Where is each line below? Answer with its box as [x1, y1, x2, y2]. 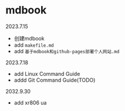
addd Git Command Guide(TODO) [13, 77, 96, 84]
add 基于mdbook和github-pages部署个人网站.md [13, 47, 120, 54]
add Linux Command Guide [13, 70, 80, 77]
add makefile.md [13, 41, 54, 48]
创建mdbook [13, 34, 45, 41]
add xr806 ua [13, 99, 47, 106]
